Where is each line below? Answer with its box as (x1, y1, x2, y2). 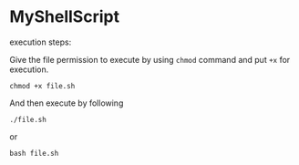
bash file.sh (9, 149, 59, 158)
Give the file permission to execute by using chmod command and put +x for (9, 54, 291, 65)
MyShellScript (9, 6, 120, 27)
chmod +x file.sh (9, 81, 76, 90)
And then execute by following (9, 98, 124, 108)
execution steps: (9, 36, 72, 47)
